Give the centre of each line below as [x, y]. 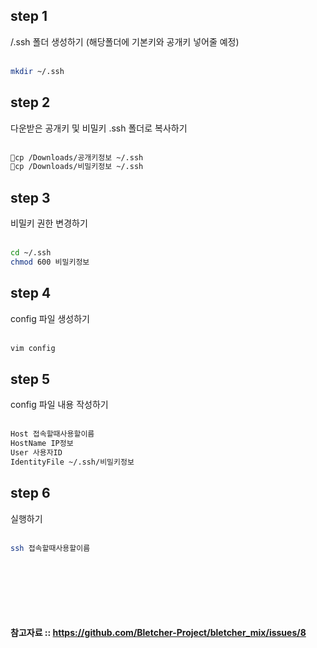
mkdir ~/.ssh [37, 71]
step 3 [30, 197]
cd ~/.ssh [31, 253]
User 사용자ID [36, 453]
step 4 [31, 293]
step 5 [30, 379]
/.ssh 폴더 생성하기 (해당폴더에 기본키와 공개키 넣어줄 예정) [125, 41]
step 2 [30, 102]
